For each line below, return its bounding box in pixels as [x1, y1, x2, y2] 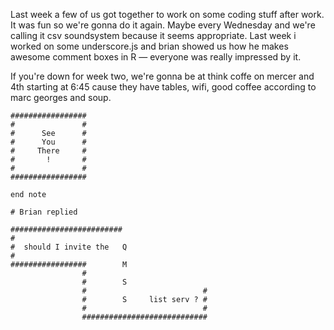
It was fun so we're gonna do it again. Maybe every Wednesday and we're [10, 19, 316, 31]
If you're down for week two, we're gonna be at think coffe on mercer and [10, 70, 315, 82]
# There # [10, 146, 87, 156]
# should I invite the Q [10, 242, 128, 252]
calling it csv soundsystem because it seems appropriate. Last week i [10, 30, 297, 41]
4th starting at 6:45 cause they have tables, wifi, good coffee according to [10, 81, 317, 93]
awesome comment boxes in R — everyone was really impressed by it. [10, 51, 302, 63]
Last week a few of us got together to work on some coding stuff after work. [10, 9, 325, 20]
